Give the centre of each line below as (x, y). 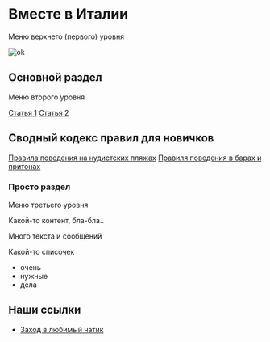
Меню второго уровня (47, 97)
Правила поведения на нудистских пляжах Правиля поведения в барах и (135, 158)
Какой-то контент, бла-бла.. (56, 220)
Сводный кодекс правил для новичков (111, 138)
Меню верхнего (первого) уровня (66, 36)
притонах (25, 166)
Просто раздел (39, 187)
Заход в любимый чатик (62, 329)
